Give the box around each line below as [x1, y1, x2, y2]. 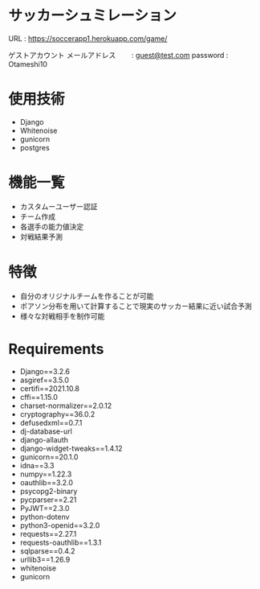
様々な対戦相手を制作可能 [19, 311, 105, 321]
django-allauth [19, 435, 68, 444]
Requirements [8, 340, 104, 358]
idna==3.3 [19, 460, 55, 470]
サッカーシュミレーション [8, 6, 177, 25]
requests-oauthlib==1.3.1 [19, 538, 102, 547]
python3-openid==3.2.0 [19, 520, 100, 530]
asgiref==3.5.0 [19, 375, 70, 385]
